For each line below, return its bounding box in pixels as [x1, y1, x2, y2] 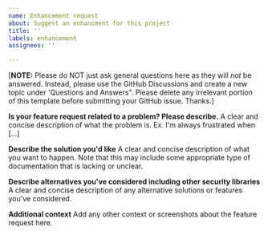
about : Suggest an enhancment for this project [8, 19, 171, 27]
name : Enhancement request [8, 11, 99, 20]
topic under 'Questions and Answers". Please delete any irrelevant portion [8, 87, 253, 97]
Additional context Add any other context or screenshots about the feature [8, 209, 258, 219]
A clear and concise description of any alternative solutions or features [8, 185, 243, 195]
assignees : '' [8, 42, 56, 50]
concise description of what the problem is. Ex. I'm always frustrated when [8, 120, 256, 130]
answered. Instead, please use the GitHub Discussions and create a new [8, 79, 248, 89]
